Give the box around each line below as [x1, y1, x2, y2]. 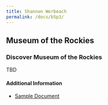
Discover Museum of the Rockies [6, 53, 103, 61]
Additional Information [6, 79, 63, 86]
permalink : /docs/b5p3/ [6, 14, 65, 20]
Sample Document [14, 93, 60, 100]
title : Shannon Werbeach [6, 8, 67, 15]
